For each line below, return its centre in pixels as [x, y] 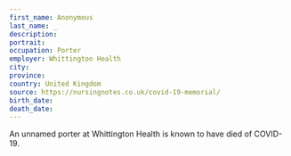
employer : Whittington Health [65, 59]
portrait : [28, 42]
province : [28, 76]
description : [33, 34]
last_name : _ [33, 26]
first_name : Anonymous [51, 17]
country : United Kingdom [55, 84]
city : [19, 68]
